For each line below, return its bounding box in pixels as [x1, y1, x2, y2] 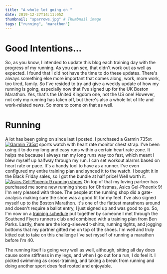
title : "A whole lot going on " [5, 7, 72, 13]
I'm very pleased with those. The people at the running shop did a [5, 189, 141, 195]
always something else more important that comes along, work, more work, [5, 76, 161, 82]
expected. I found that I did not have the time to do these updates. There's [5, 70, 158, 76]
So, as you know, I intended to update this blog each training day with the [5, 60, 156, 66]
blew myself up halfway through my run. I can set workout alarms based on [5, 157, 161, 163]
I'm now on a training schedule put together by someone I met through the [5, 211, 158, 217]
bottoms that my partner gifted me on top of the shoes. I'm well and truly [5, 226, 155, 233]
